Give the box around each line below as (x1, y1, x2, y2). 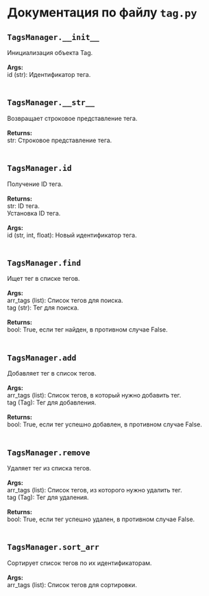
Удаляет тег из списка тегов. (7, 464, 91, 472)
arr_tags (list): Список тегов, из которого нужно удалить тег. (7, 486, 183, 494)
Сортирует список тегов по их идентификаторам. (7, 558, 152, 567)
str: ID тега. (7, 201, 40, 210)
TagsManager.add (7, 352, 77, 363)
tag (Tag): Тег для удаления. (7, 493, 89, 502)
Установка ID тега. (7, 209, 61, 217)
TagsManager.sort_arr (7, 542, 99, 552)
